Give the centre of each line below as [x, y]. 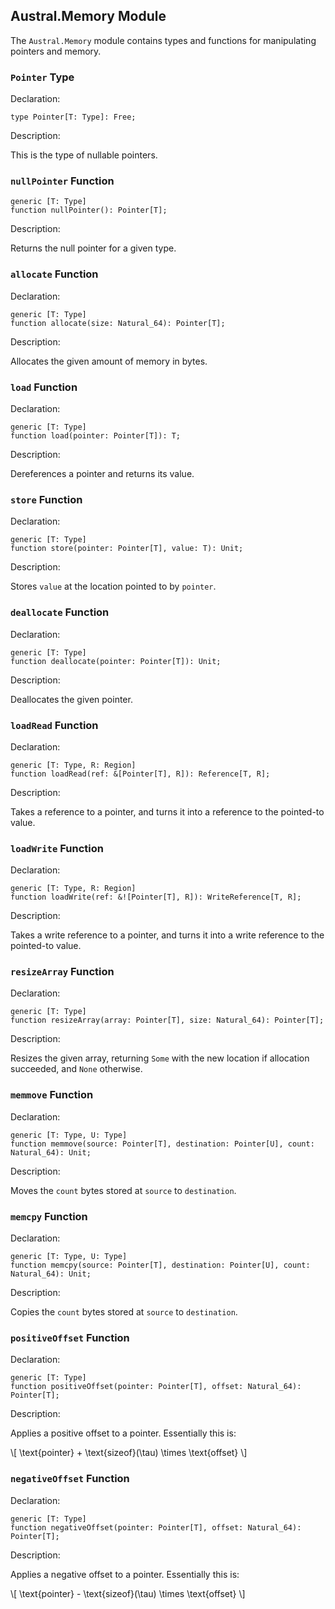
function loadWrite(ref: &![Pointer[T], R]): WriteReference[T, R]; [156, 897]
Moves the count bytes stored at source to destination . [123, 1190]
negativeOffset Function [70, 1479]
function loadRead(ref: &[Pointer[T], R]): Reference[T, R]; [140, 774]
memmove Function [52, 1095]
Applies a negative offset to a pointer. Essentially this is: [125, 1574]
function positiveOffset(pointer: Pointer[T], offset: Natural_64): [156, 1387]
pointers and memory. [56, 51]
